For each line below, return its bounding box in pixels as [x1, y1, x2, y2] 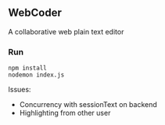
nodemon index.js [8, 71, 65, 79]
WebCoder [8, 6, 63, 20]
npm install [8, 64, 47, 73]
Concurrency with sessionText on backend [19, 100, 158, 109]
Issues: [8, 85, 31, 95]
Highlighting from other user [19, 109, 111, 118]
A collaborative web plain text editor [8, 27, 124, 36]
